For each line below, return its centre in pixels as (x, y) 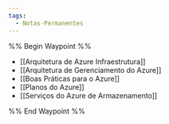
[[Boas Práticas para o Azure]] (70, 78)
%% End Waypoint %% (47, 111)
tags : (17, 16)
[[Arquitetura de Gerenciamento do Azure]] (90, 70)
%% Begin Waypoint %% (50, 46)
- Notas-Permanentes (49, 23)
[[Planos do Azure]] (52, 87)
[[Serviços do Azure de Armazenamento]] (88, 95)
